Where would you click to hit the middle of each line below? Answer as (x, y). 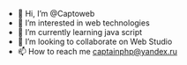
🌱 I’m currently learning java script (80, 32)
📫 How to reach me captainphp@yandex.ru (97, 51)
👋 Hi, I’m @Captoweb (56, 14)
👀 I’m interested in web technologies (83, 23)
